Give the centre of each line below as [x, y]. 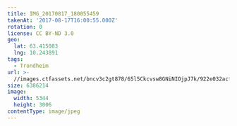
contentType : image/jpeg [44, 111]
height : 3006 [33, 105]
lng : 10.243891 [36, 53]
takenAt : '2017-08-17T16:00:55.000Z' [63, 20]
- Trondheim [31, 66]
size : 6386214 [28, 85]
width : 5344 [31, 99]
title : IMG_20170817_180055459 [53, 14]
